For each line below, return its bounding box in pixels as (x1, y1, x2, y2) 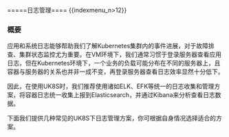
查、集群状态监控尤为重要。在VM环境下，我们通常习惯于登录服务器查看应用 (7, 50, 222, 59)
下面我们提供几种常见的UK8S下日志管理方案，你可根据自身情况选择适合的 (7, 114, 217, 123)
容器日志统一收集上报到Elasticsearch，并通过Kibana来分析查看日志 (25, 91, 215, 99)
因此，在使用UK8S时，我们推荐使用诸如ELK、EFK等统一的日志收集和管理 (7, 82, 215, 91)
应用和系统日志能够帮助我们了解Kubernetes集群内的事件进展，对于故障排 (7, 42, 215, 50)
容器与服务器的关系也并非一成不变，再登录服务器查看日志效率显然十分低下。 (7, 67, 224, 76)
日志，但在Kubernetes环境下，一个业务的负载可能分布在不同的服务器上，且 (7, 59, 221, 67)
